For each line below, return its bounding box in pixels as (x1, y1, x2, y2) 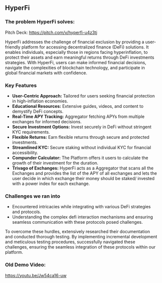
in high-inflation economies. (12, 98, 68, 104)
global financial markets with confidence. (5, 70, 87, 76)
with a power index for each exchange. (12, 181, 90, 186)
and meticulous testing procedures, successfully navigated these (5, 239, 136, 245)
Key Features (5, 82, 37, 89)
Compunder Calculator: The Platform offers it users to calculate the (12, 155, 148, 161)
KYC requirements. (12, 129, 50, 135)
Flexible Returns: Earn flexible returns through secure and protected (12, 134, 149, 140)
